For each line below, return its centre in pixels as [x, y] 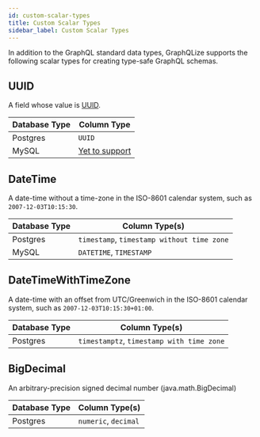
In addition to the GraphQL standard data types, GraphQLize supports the [128, 53]
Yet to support [105, 151]
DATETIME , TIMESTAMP [115, 252]
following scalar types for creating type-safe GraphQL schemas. [113, 61]
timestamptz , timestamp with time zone [151, 340]
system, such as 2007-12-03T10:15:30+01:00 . [81, 308]
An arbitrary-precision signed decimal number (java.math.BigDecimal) [122, 388]
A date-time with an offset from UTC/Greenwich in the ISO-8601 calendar [128, 299]
